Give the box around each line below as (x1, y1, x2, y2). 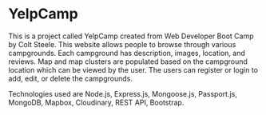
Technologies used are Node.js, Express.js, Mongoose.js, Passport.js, (8, 89, 237, 98)
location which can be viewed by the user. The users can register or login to (8, 65, 258, 74)
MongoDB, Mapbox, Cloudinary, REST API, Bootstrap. (8, 97, 185, 107)
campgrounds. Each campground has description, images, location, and (8, 48, 246, 57)
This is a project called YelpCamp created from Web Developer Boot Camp (8, 31, 254, 41)
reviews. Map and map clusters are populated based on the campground (8, 57, 248, 66)
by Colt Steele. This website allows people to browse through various (8, 39, 236, 49)
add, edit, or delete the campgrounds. (8, 73, 133, 83)
